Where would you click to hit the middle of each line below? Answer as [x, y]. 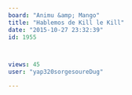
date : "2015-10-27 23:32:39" [56, 30]
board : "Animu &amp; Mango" [54, 15]
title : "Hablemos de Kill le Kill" [66, 23]
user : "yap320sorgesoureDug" [56, 72]
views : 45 [24, 65]
